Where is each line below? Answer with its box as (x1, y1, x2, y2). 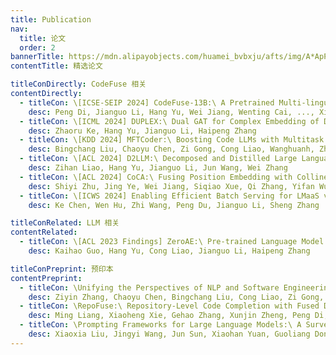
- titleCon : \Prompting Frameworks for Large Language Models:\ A (19, 320, 302, 330)
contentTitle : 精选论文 (10, 61, 103, 71)
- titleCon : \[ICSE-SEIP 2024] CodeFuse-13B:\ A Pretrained (19, 97, 275, 108)
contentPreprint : (10, 273, 83, 283)
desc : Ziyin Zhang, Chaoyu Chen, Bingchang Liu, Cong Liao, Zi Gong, (28, 292, 325, 302)
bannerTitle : (10, 52, 65, 62)
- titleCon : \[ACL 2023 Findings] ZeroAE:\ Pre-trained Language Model (19, 237, 325, 247)
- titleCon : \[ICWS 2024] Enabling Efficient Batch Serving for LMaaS (19, 191, 320, 201)
